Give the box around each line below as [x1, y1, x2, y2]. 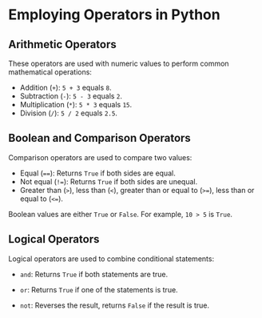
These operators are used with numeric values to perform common [8, 58, 229, 68]
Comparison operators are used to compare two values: [8, 152, 193, 162]
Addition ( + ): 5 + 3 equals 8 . [19, 83, 112, 92]
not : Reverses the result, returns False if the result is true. [19, 300, 210, 310]
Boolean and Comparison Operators [8, 131, 192, 145]
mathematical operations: [8, 67, 92, 77]
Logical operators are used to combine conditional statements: [8, 254, 214, 264]
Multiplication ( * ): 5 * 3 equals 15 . [19, 100, 133, 109]
